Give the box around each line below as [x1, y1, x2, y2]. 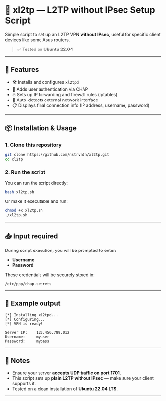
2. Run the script [5, 169, 46, 176]
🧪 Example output [5, 300, 61, 308]
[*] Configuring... [5, 317, 45, 322]
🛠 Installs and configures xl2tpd [12, 79, 79, 85]
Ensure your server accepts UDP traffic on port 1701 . [12, 370, 121, 376]
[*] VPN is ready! [5, 321, 43, 326]
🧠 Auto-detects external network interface [12, 97, 99, 103]
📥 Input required [5, 232, 58, 240]
